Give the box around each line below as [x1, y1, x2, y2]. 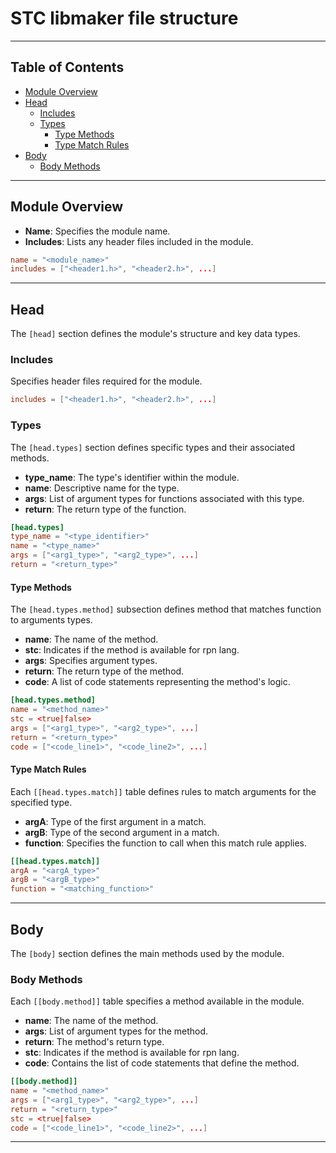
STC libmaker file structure [10, 7, 239, 30]
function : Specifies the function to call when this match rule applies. [24, 837, 308, 849]
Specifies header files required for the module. [10, 375, 203, 387]
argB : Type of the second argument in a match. [24, 826, 220, 838]
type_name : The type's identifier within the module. [24, 471, 240, 483]
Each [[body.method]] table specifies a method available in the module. [10, 995, 305, 1007]
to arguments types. [10, 614, 93, 626]
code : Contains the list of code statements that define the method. [24, 1057, 300, 1069]
